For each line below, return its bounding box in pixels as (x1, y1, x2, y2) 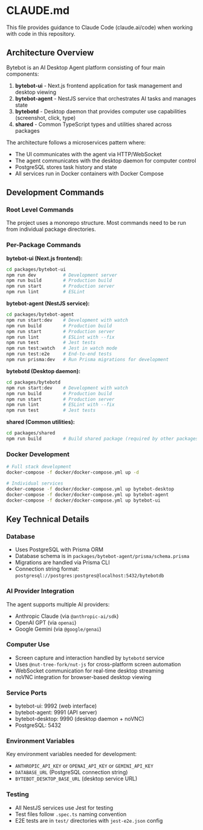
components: (6, 70, 39, 78)
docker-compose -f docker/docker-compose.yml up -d (6, 470, 139, 476)
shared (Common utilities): (6, 419, 76, 426)
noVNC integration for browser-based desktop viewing (14, 673, 152, 680)
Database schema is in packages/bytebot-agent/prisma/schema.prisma (14, 553, 190, 560)
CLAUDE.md (6, 4, 70, 18)
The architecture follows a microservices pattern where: (6, 139, 146, 146)
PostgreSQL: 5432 (14, 722, 62, 729)
